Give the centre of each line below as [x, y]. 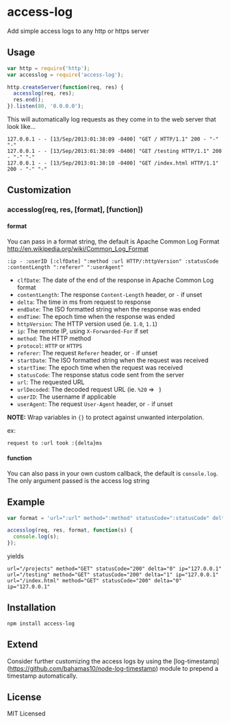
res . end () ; [29, 100]
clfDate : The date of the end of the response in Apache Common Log [115, 280]
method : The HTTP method [54, 338]
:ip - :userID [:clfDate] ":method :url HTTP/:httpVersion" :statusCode [113, 261]
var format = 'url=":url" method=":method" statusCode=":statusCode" [108, 518]
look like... [22, 127]
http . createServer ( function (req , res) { [66, 87]
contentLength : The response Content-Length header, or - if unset [110, 294]
